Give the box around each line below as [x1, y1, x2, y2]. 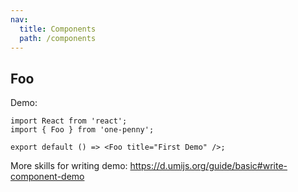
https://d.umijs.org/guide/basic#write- [129, 160, 288, 172]
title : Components [19, 24, 97, 34]
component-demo [10, 171, 85, 183]
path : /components [19, 33, 97, 43]
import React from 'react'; [10, 116, 128, 126]
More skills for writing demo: [10, 160, 128, 172]
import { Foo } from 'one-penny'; [10, 125, 155, 135]
